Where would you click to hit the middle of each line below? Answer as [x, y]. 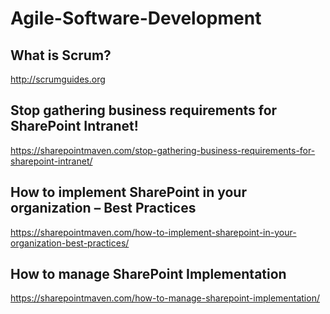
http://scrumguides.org [58, 79]
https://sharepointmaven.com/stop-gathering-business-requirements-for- [163, 150]
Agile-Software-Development [136, 18]
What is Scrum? [61, 55]
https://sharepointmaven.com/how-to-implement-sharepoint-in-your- [153, 232]
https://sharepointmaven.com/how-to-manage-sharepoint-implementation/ [165, 298]
